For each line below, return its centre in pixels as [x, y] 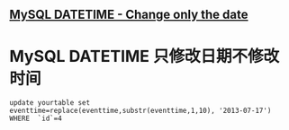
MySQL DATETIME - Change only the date [129, 15]
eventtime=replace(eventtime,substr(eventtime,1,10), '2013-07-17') [140, 111]
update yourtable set [50, 103]
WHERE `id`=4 [36, 119]
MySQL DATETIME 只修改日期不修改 [144, 56]
